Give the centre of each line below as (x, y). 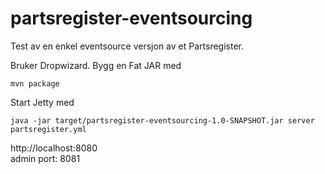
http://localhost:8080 (54, 148)
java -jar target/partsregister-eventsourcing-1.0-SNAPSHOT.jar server (162, 120)
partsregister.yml (48, 129)
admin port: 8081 (45, 158)
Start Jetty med (42, 102)
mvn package (35, 83)
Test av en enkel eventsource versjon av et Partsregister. (127, 46)
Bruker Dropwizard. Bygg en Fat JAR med (96, 65)
